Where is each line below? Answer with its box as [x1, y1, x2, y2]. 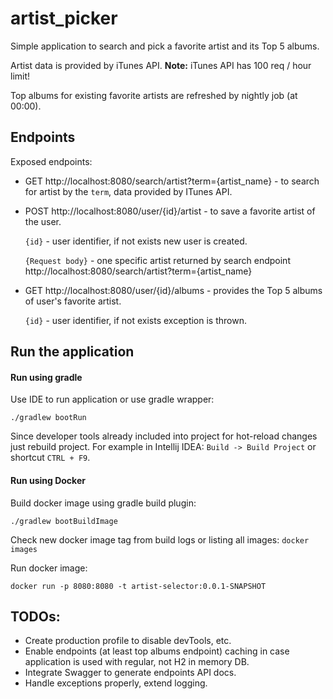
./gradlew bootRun [10, 413, 87, 423]
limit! [10, 70, 31, 82]
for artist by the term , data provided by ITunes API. [24, 185, 233, 197]
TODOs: [10, 608, 61, 625]
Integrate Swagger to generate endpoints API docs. [24, 667, 237, 679]
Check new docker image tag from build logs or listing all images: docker [10, 533, 310, 546]
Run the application [10, 343, 135, 361]
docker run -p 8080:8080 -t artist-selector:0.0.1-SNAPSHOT [10, 581, 267, 591]
